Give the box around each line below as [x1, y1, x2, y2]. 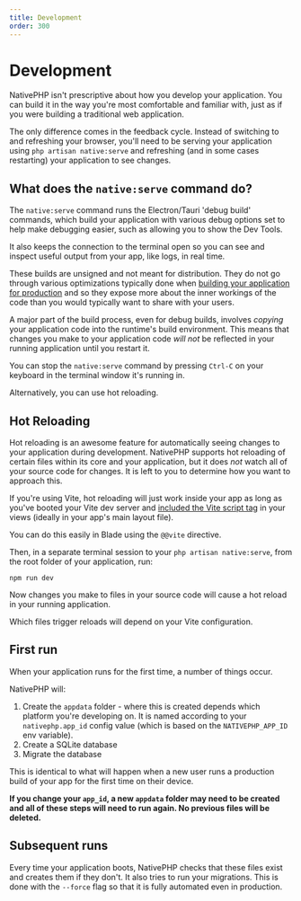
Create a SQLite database [22, 738, 119, 750]
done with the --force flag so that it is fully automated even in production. [9, 881, 283, 892]
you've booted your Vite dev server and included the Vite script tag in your [9, 502, 286, 513]
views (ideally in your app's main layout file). [9, 512, 173, 523]
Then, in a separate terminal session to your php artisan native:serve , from [9, 547, 293, 558]
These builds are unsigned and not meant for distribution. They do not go [9, 269, 281, 279]
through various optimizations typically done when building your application [9, 278, 290, 288]
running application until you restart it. [9, 343, 150, 354]
